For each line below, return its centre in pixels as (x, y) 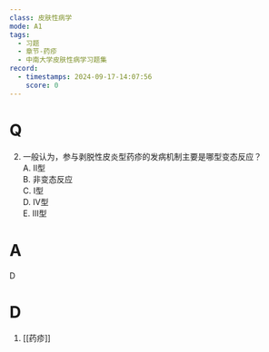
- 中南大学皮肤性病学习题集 (62, 60)
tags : (20, 34)
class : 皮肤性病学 (41, 18)
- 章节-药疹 (37, 52)
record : (24, 69)
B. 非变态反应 (47, 179)
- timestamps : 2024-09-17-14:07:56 (85, 77)
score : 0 (42, 85)
